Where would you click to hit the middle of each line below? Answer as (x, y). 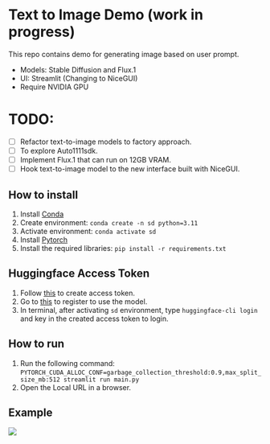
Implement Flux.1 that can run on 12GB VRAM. (95, 160)
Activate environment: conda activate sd (88, 231)
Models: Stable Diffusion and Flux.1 (78, 69)
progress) (42, 32)
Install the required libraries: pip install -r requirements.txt (123, 248)
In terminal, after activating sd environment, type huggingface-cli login (139, 310)
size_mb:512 (40, 380)
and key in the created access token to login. (94, 319)
